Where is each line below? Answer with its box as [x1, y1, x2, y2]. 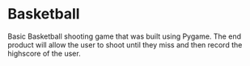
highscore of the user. [7, 48, 82, 58]
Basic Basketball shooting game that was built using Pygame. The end [7, 31, 242, 41]
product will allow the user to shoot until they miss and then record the [7, 39, 243, 49]
